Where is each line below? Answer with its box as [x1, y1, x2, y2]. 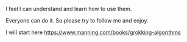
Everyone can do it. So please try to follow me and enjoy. [5, 17, 149, 24]
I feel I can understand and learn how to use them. [5, 5, 132, 12]
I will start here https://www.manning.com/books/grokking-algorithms [5, 29, 181, 36]
